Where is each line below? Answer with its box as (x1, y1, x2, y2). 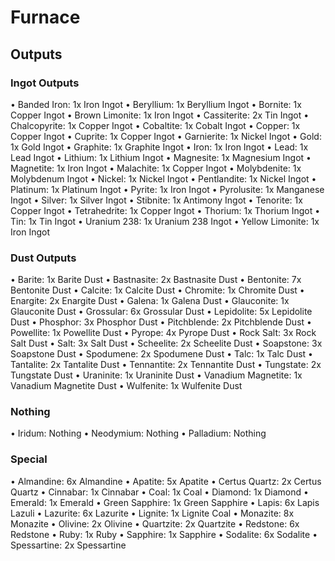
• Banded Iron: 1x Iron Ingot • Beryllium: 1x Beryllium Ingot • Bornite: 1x (10, 98, 302, 110)
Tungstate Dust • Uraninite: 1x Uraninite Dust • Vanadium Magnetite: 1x (10, 369, 303, 381)
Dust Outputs (10, 251, 77, 265)
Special (10, 452, 48, 466)
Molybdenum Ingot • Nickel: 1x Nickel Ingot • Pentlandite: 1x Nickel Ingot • (10, 172, 317, 185)
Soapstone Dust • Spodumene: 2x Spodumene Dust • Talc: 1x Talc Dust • (10, 348, 313, 360)
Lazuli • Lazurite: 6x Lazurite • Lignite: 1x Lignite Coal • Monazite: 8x (10, 507, 295, 519)
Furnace (10, 6, 81, 29)
